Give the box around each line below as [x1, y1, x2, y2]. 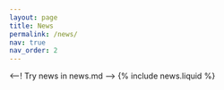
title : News [9, 21, 54, 30]
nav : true [9, 37, 47, 47]
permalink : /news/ [9, 29, 78, 38]
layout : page [9, 12, 58, 22]
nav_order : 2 [9, 46, 58, 55]
